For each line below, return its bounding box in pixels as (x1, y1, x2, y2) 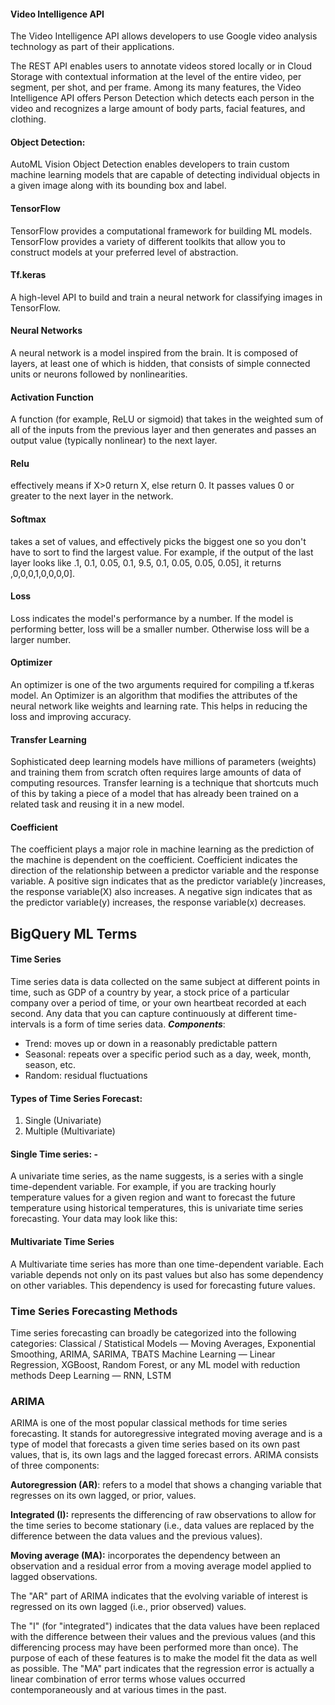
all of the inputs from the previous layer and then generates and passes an (10, 424, 317, 436)
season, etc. (24, 1059, 77, 1071)
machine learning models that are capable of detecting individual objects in (10, 169, 321, 181)
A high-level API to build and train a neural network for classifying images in (10, 291, 323, 303)
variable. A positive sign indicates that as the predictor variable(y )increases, (10, 875, 327, 887)
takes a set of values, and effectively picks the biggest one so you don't (10, 535, 307, 547)
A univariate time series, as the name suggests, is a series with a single (10, 1170, 304, 1182)
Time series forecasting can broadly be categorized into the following (10, 1326, 297, 1339)
